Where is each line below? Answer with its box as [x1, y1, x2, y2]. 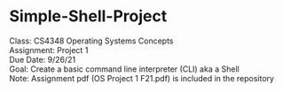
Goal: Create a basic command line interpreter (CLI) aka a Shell [9, 64, 240, 74]
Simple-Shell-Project [9, 6, 168, 27]
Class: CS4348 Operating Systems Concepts [9, 35, 175, 46]
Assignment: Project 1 [9, 44, 89, 55]
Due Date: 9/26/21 [9, 54, 76, 65]
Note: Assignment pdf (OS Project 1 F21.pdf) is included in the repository [9, 73, 275, 83]
